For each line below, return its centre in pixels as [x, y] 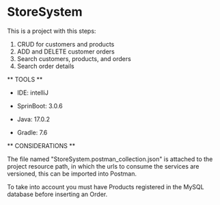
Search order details [45, 66]
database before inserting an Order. [57, 194]
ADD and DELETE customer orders [66, 51]
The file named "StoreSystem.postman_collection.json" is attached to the [110, 159]
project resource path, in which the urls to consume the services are [103, 166]
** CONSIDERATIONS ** [41, 145]
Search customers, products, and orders [74, 58]
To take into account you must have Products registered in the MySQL [106, 186]
